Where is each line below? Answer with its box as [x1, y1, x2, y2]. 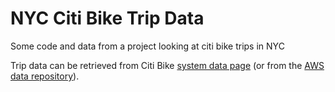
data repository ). [10, 70, 80, 82]
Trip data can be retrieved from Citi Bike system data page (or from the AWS [10, 59, 325, 71]
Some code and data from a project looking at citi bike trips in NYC [10, 40, 285, 52]
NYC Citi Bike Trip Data [10, 7, 205, 30]
